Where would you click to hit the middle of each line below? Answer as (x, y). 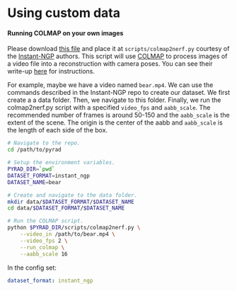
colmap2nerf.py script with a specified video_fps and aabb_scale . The (109, 108)
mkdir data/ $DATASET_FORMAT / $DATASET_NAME (71, 202)
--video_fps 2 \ (44, 241)
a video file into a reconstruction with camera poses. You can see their (110, 64)
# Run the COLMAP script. (45, 221)
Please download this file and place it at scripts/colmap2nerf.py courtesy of (118, 49)
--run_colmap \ (42, 247)
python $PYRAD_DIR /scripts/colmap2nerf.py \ (74, 228)
